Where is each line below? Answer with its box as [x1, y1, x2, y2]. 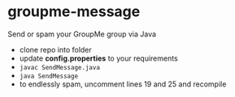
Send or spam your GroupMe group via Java [7, 29, 156, 39]
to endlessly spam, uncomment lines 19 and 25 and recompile [19, 79, 227, 89]
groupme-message [7, 2, 141, 21]
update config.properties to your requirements [19, 53, 178, 63]
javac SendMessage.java [19, 63, 101, 71]
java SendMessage [19, 72, 79, 80]
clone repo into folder [19, 44, 93, 54]
